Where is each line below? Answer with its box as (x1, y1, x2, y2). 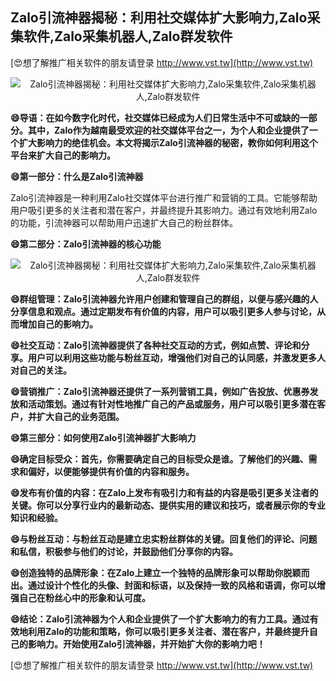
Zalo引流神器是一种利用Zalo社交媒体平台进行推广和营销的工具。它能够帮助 (10, 191, 318, 203)
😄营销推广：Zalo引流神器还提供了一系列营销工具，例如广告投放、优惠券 (10, 385, 310, 397)
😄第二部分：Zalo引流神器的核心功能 (10, 238, 162, 250)
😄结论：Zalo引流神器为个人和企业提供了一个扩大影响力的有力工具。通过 (10, 613, 310, 625)
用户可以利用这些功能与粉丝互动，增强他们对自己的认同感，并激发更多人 (27, 351, 326, 363)
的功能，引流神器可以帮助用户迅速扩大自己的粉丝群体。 (10, 216, 238, 228)
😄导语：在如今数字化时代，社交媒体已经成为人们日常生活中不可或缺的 (10, 111, 300, 123)
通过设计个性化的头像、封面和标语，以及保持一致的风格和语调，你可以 (27, 579, 317, 591)
